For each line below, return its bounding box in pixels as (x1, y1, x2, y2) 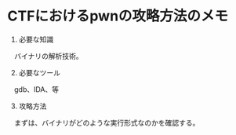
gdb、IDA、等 (13, 84, 60, 94)
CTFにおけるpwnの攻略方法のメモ (7, 7, 229, 25)
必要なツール (18, 67, 60, 77)
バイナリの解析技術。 (13, 51, 83, 60)
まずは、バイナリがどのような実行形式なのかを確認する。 (13, 118, 200, 127)
